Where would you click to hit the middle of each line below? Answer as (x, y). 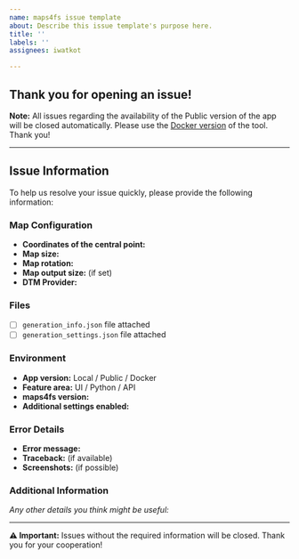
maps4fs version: (56, 396)
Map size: (40, 254)
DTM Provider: (49, 282)
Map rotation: (48, 263)
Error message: (51, 449)
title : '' (28, 34)
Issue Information (59, 171)
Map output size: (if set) (67, 273)
